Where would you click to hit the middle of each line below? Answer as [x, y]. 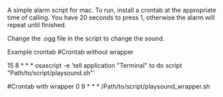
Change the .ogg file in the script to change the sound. [86, 38]
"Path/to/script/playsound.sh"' [51, 73]
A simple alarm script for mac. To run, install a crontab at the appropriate [112, 10]
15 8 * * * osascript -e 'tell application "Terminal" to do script [95, 65]
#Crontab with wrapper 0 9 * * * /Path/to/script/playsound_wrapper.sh [109, 86]
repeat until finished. [37, 25]
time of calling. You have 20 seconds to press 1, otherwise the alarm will [111, 17]
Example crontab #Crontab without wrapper [71, 52]
